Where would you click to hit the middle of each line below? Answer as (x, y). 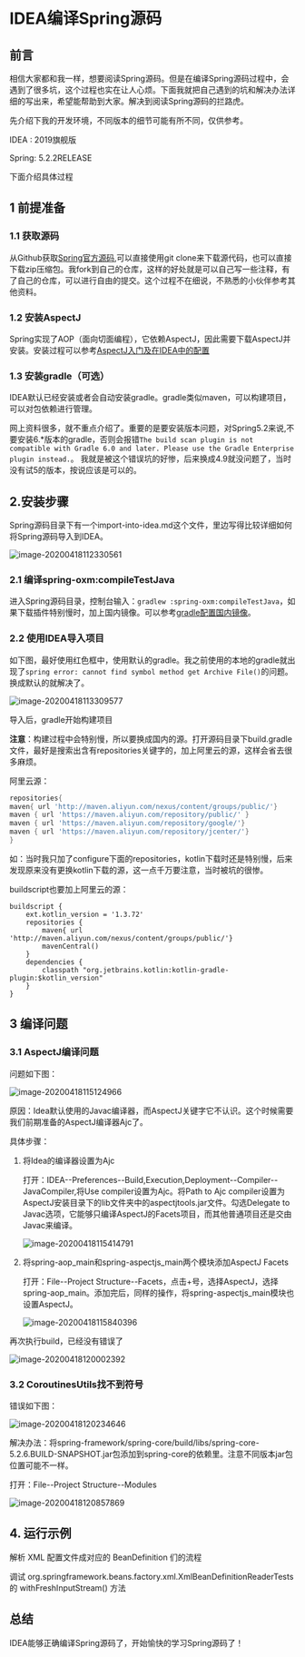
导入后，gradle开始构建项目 (61, 719)
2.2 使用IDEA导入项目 (57, 638)
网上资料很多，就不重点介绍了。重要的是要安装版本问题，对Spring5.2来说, (148, 429)
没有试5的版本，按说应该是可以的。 (76, 470)
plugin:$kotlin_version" (56, 978)
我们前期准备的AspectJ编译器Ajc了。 (79, 1121)
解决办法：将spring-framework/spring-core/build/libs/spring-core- (135, 1442)
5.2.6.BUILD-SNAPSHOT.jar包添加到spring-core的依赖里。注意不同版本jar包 (151, 1454)
